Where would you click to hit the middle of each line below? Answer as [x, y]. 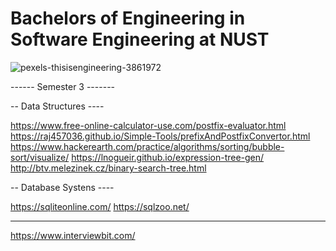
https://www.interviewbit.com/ [73, 235]
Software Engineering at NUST [140, 39]
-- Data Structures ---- [57, 106]
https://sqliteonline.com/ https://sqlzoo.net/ [100, 206]
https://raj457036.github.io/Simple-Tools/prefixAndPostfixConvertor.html [160, 136]
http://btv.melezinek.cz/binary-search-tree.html [108, 168]
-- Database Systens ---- [62, 187]
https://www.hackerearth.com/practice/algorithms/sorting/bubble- [147, 146]
